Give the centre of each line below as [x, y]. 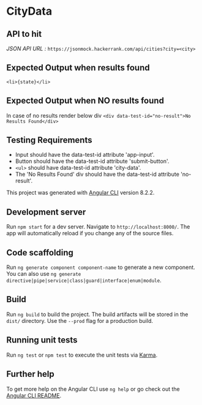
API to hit [24, 34]
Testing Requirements [49, 140]
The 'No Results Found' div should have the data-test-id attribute [97, 174]
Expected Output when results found [78, 68]
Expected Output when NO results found [85, 101]
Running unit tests [42, 340]
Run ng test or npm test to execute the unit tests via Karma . [82, 355]
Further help [31, 374]
